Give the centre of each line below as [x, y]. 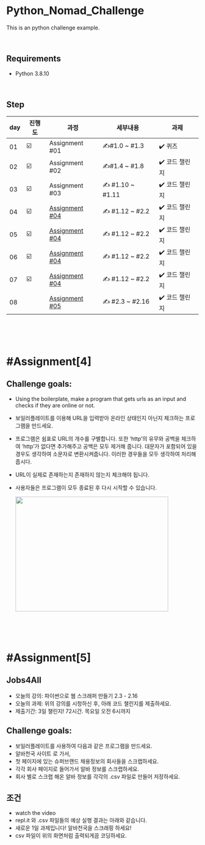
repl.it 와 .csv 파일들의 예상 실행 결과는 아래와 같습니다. [81, 821]
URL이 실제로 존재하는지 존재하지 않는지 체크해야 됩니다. [82, 475]
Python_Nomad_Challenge [75, 11]
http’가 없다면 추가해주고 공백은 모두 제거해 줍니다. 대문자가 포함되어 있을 [110, 446]
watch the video [35, 813]
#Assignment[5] [49, 657]
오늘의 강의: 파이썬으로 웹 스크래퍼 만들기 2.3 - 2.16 [77, 696]
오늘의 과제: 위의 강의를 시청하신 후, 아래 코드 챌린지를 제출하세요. [93, 703]
